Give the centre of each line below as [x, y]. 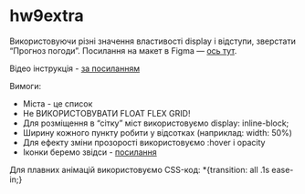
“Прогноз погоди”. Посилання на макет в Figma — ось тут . [123, 50]
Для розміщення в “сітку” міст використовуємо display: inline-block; [156, 123]
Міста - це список [58, 103]
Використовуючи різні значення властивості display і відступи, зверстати [153, 41]
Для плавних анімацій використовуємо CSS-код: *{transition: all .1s [140, 169]
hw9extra [47, 16]
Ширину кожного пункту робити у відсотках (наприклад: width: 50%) [157, 132]
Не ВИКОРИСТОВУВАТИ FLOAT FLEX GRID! [106, 113]
